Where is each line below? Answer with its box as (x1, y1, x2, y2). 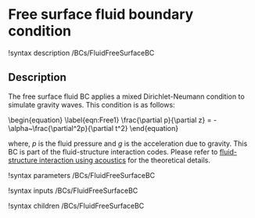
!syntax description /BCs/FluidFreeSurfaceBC (8, 48, 155, 57)
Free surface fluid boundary (8, 5, 194, 24)
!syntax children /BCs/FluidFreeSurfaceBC (8, 201, 145, 210)
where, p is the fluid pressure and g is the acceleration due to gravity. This (8, 139, 248, 148)
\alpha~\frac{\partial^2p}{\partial (8, 123, 114, 133)
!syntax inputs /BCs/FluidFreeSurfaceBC (8, 186, 138, 195)
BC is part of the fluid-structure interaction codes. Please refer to (8, 147, 218, 156)
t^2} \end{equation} (114, 123, 178, 133)
